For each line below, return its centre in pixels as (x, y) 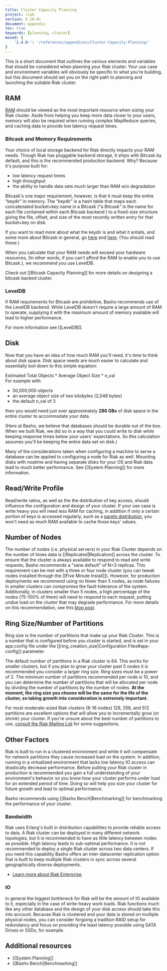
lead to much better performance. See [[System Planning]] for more (75, 467)
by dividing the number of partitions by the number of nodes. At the (75, 688)
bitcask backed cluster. (29, 278)
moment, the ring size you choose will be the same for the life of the (77, 693)
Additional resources (38, 946)
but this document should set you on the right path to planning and (74, 77)
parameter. (34, 651)
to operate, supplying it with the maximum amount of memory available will (82, 312)
